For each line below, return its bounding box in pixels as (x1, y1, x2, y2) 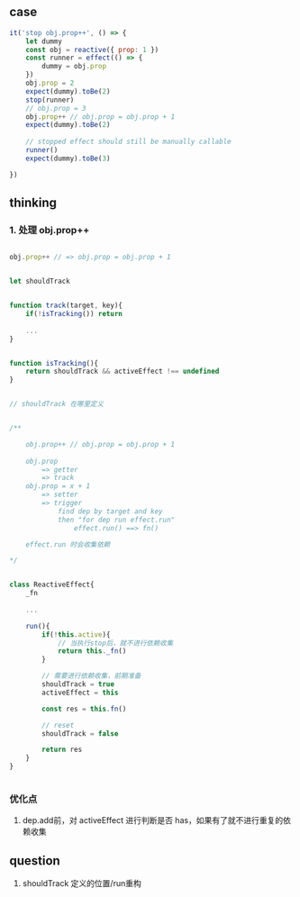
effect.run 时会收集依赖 (25, 539, 111, 549)
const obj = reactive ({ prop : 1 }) (25, 45, 159, 54)
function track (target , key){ (9, 301, 123, 311)
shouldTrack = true (41, 680, 115, 689)
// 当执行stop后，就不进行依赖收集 (57, 639, 174, 648)
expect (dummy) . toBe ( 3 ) (25, 154, 111, 163)
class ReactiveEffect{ (9, 580, 95, 590)
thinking (9, 195, 57, 211)
